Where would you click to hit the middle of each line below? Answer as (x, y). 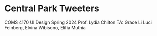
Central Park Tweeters (52, 9)
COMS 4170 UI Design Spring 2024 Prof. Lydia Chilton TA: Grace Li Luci (78, 22)
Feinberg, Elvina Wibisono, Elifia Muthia (45, 27)
